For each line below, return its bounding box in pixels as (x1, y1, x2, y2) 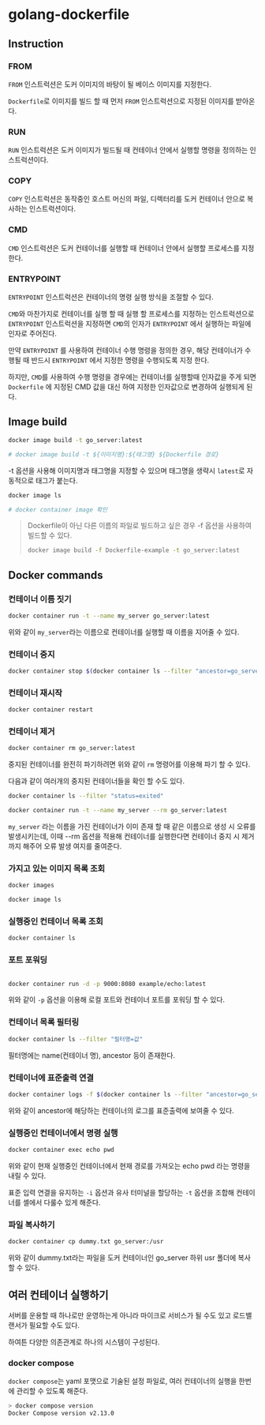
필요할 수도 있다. (28, 1320, 80, 1329)
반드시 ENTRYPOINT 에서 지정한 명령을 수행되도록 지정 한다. (31, 355, 210, 365)
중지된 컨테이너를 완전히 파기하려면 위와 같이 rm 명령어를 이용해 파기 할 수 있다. (8, 759, 251, 769)
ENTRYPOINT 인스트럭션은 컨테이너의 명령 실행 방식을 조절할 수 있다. (8, 292, 215, 302)
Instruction (8, 37, 64, 51)
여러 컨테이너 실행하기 (8, 1288, 109, 1302)
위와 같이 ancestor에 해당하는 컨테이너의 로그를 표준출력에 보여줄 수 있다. (8, 1105, 234, 1115)
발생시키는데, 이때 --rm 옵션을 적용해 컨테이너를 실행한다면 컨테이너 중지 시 (8, 831, 241, 842)
